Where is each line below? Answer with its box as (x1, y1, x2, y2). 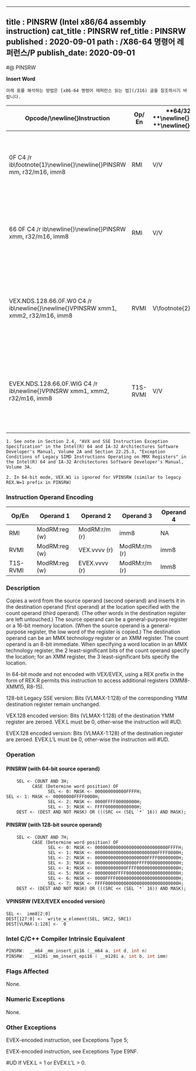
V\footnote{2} (152, 304, 191, 312)
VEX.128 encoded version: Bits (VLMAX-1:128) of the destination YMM (6, 712, 174, 719)
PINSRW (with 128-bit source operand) (6, 821, 102, 828)
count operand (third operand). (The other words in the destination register (6, 610, 187, 617)
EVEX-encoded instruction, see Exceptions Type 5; (6, 1036, 129, 1043)
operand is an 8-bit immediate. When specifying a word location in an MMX (6, 641, 188, 648)
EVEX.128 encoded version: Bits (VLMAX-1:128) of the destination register (6, 730, 183, 737)
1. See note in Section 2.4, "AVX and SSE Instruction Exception (6, 438, 168, 444)
